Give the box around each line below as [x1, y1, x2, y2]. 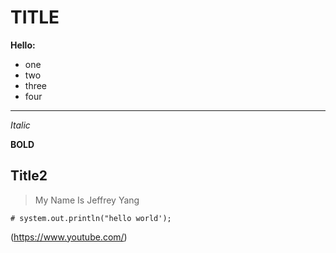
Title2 [10, 167, 48, 185]
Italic [10, 119, 31, 131]
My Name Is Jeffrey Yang [34, 194, 140, 206]
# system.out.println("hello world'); [10, 213, 172, 223]
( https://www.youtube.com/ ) [10, 231, 128, 243]
